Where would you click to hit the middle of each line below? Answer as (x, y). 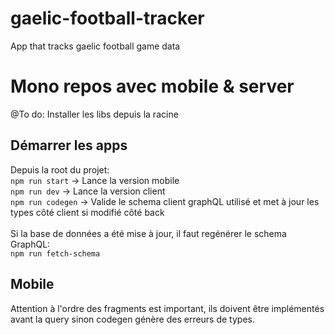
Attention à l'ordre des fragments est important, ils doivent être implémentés (167, 308)
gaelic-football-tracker (107, 18)
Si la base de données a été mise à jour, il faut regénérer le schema (148, 233)
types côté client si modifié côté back (87, 212)
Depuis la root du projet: (60, 169)
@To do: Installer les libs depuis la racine (94, 114)
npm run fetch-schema (55, 253)
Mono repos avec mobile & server (152, 86)
